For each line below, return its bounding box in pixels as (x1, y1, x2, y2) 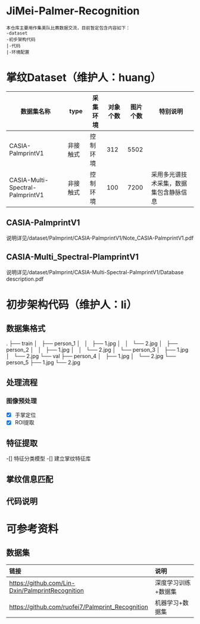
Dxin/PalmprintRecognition (9, 586, 85, 594)
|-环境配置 (6, 49, 30, 55)
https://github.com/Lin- (9, 579, 76, 587)
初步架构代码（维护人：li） (6, 298, 137, 311)
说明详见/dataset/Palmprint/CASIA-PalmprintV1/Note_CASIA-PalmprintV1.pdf (6, 234, 194, 241)
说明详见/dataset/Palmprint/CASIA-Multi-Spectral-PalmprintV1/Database (6, 268, 184, 275)
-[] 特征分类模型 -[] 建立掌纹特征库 (6, 455, 91, 462)
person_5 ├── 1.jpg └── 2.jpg (6, 359, 80, 366)
